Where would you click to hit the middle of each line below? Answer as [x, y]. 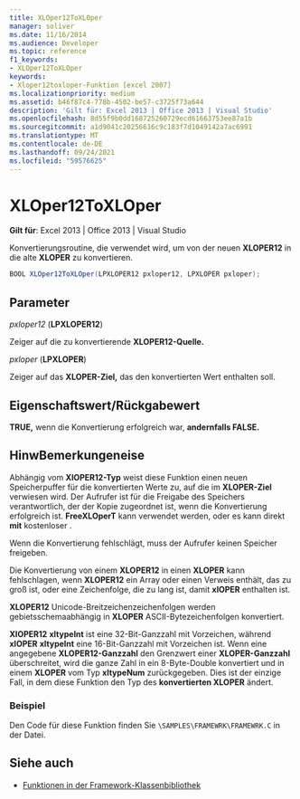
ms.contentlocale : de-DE [56, 144]
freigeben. [28, 552]
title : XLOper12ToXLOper [56, 18]
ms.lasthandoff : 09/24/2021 [62, 152]
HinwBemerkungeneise [77, 456]
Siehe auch [42, 763]
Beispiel [28, 705]
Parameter [40, 303]
